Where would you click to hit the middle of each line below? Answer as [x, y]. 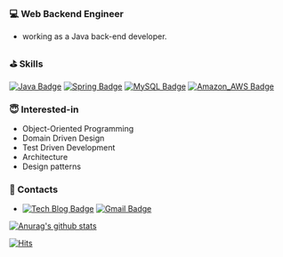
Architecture [45, 157]
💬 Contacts [34, 189]
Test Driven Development [69, 147]
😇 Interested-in [44, 109]
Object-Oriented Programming [78, 128]
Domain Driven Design [63, 138]
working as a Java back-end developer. [94, 36]
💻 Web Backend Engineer [67, 13]
